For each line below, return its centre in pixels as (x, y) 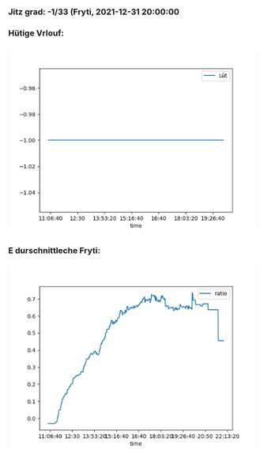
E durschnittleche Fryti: (55, 251)
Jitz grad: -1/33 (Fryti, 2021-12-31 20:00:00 (94, 12)
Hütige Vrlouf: (36, 32)
